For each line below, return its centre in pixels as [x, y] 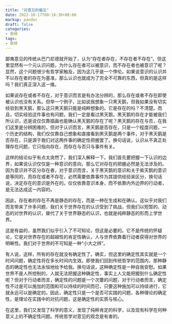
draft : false [19, 24]
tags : [11, 39]
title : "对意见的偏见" [27, 10]
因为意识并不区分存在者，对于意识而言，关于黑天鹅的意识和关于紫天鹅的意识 [86, 170]
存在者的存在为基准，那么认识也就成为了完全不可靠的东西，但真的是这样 [90, 78]
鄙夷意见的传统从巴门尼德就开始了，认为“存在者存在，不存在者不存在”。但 [84, 58]
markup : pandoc [21, 19]
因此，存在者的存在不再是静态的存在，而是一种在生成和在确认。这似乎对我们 [86, 200]
